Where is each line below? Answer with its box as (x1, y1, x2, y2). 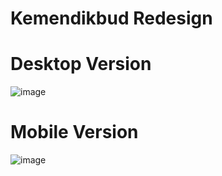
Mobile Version (10, 121, 139, 144)
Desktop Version (10, 53, 152, 76)
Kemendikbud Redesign (10, 7, 213, 30)
